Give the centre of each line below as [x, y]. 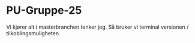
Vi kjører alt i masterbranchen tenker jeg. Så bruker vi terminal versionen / [97, 27]
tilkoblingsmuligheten [32, 33]
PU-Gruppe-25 [44, 10]
